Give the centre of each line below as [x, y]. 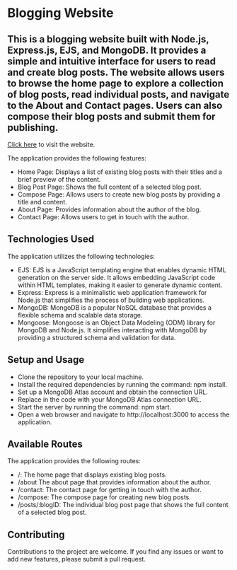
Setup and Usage [46, 360]
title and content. [42, 202]
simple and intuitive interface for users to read [111, 61]
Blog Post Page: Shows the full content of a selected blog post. [109, 187]
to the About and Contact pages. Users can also [115, 105]
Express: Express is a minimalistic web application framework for [112, 292]
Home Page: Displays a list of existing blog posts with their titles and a [120, 172]
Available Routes [45, 444]
